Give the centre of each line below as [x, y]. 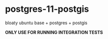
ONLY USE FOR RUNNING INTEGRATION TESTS [54, 32]
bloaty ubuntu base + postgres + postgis [46, 23]
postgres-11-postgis [47, 9]
